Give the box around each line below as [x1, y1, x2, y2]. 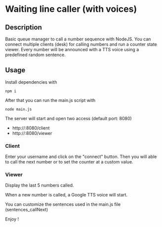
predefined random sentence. [5, 52, 66, 58]
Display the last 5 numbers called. [5, 182, 74, 188]
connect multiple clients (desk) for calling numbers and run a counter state [5, 41, 157, 47]
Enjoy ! [5, 216, 19, 222]
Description [5, 23, 42, 32]
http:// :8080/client [12, 125, 50, 131]
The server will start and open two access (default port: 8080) [5, 115, 132, 121]
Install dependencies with [5, 79, 57, 85]
